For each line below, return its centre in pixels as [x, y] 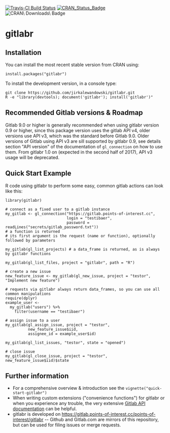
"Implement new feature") [32, 280]
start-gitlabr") [30, 393]
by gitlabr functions [28, 254]
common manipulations [28, 294]
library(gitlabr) [24, 200]
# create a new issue [28, 271]
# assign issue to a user [32, 320]
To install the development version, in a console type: [61, 83]
